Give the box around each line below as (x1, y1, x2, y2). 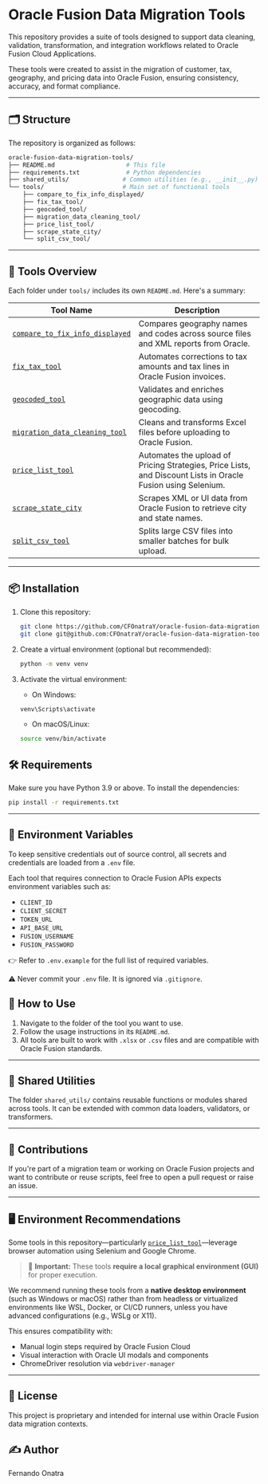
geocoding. (138, 404, 182, 415)
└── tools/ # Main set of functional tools (8, 183, 230, 191)
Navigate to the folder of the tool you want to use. (19, 1018, 183, 1028)
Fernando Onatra (8, 1468, 65, 1478)
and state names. (138, 513, 203, 524)
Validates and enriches (138, 384, 224, 396)
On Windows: (31, 690, 77, 699)
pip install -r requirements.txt (8, 799, 120, 807)
